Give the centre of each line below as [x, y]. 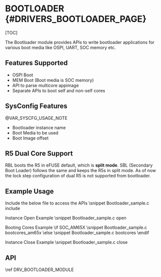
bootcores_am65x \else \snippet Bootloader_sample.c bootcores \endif [77, 233]
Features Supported [36, 63]
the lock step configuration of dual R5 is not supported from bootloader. [78, 176]
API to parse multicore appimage [46, 85]
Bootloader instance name [39, 127]
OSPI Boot [23, 75]
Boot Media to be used [35, 133]
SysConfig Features [36, 106]
